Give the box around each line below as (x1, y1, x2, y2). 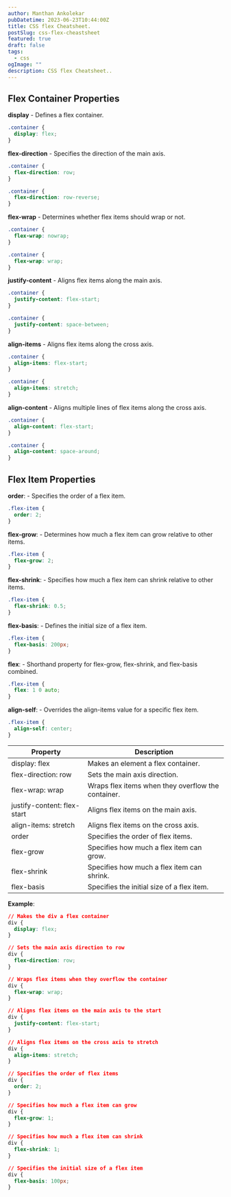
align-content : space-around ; (14, 448, 100, 455)
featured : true (8, 36, 51, 43)
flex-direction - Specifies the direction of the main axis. (8, 149, 166, 158)
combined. (8, 667, 38, 675)
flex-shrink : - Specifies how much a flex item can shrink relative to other (8, 576, 213, 584)
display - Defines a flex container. (8, 111, 104, 119)
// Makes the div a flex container (8, 912, 110, 919)
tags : (8, 49, 23, 56)
